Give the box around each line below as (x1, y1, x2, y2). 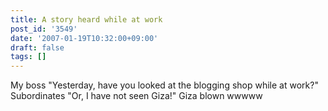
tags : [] (10, 52, 47, 62)
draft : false (10, 42, 65, 53)
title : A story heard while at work (10, 14, 163, 25)
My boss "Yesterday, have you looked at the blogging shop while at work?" (10, 79, 319, 91)
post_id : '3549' (10, 24, 78, 34)
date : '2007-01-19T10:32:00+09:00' (10, 33, 159, 43)
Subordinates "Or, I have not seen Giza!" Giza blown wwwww (10, 90, 263, 102)
